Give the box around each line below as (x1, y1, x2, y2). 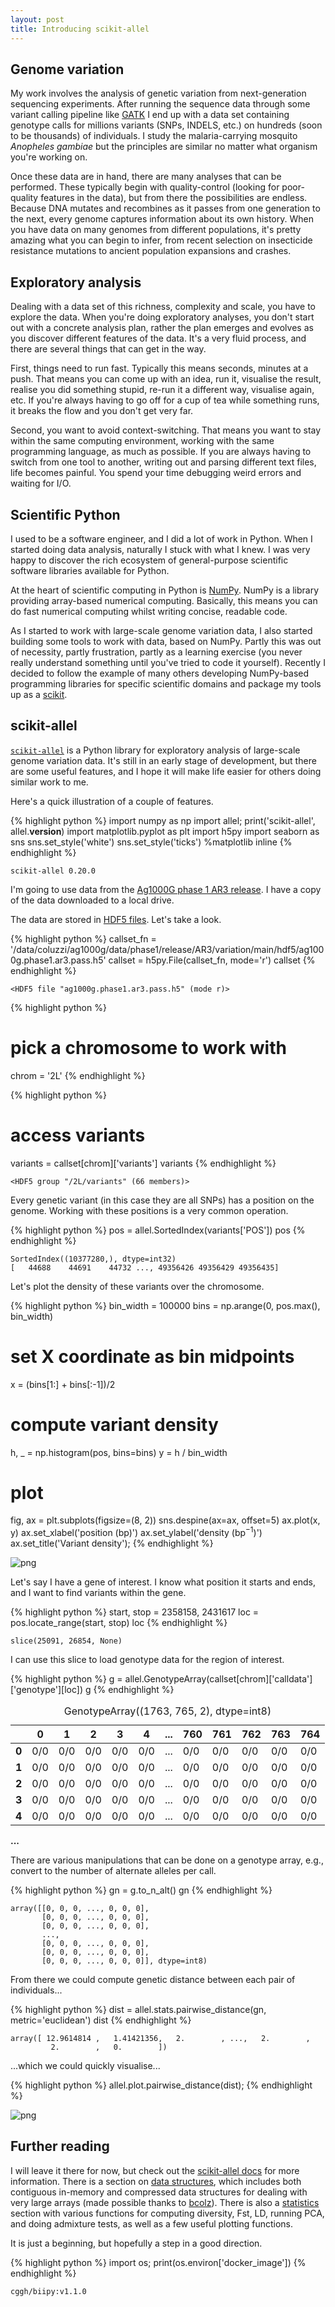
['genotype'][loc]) (10, 1684, 84, 1696)
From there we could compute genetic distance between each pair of (10, 1974, 296, 1986)
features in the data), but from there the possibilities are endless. (40, 192, 308, 204)
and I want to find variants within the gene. (10, 1587, 187, 1599)
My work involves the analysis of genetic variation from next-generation (10, 87, 307, 100)
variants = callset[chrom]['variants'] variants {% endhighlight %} (10, 1157, 277, 1169)
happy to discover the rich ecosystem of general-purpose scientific (10, 554, 289, 566)
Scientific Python (10, 506, 121, 523)
